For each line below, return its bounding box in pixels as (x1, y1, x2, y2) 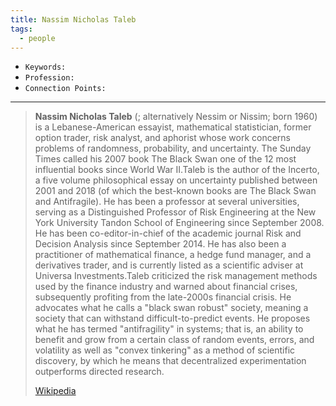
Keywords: (24, 62, 67, 73)
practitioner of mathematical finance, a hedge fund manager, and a (34, 249, 312, 261)
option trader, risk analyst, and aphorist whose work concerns (34, 132, 291, 144)
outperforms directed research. (34, 366, 165, 378)
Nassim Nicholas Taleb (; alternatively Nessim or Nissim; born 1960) (34, 111, 318, 123)
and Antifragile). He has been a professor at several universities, (34, 196, 300, 208)
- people (19, 33, 56, 43)
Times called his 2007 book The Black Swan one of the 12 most (34, 153, 297, 165)
